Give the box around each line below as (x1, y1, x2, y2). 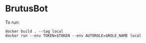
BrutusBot (5, 3, 48, 14)
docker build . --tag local (5, 29, 64, 34)
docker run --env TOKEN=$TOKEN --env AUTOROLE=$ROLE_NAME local (5, 33, 142, 38)
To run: (5, 19, 20, 25)
